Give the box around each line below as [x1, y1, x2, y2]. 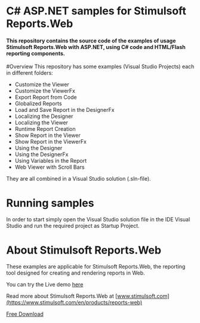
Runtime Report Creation [14, 126, 76, 133]
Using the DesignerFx [14, 151, 69, 158]
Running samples [6, 196, 94, 210]
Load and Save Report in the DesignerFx [14, 106, 115, 114]
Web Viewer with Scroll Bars [14, 163, 85, 171]
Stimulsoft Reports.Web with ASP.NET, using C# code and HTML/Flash [6, 43, 186, 50]
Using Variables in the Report [14, 157, 87, 164]
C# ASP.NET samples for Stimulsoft [6, 4, 186, 18]
